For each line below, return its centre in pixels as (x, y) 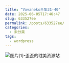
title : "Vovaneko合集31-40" (33, 9)
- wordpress (22, 41)
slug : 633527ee (21, 18)
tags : (11, 37)
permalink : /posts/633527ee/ (35, 23)
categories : (17, 28)
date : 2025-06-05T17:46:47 (33, 14)
